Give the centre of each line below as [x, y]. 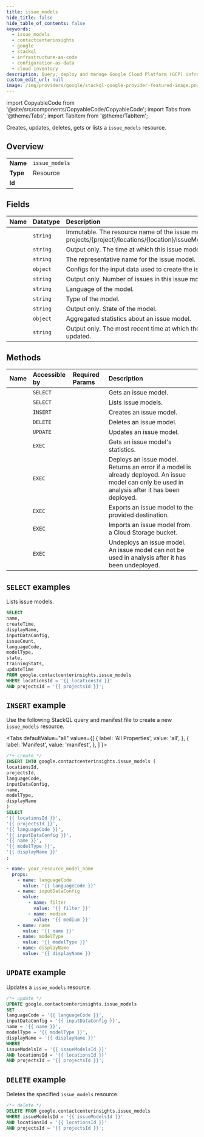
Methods [24, 358]
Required [86, 375]
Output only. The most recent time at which [127, 328]
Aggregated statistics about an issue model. [128, 318]
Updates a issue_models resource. [49, 987]
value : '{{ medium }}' [62, 920]
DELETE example [36, 1079]
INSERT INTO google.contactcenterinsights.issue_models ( [81, 761]
